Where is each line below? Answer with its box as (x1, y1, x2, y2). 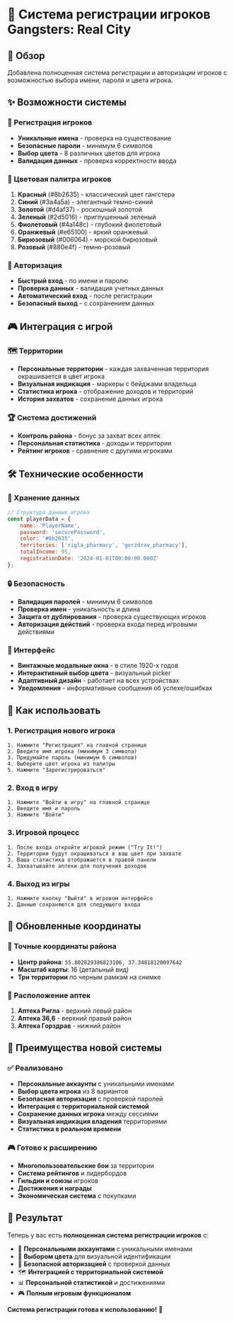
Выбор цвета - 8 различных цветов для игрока (17, 149, 160, 157)
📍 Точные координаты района (7, 941, 117, 951)
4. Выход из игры (7, 878, 71, 888)
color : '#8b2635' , (20, 535, 74, 543)
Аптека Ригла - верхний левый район (17, 1006, 132, 1015)
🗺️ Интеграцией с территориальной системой (17, 1267, 164, 1276)
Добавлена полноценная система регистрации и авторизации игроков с (7, 69, 228, 76)
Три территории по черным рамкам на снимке (17, 973, 161, 981)
